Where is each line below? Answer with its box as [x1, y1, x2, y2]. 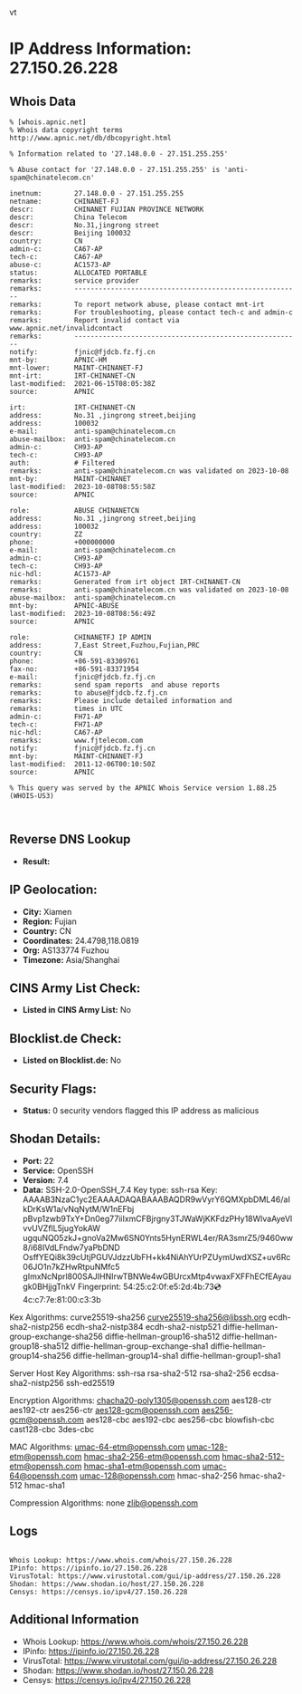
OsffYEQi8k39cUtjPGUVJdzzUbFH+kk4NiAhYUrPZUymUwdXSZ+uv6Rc [22, 1251, 291, 1262]
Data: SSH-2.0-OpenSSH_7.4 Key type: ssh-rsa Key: [22, 1184, 219, 1195]
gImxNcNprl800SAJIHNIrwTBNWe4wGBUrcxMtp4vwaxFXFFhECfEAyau [22, 1271, 292, 1282]
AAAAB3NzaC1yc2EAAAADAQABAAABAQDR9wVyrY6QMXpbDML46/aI [22, 1194, 291, 1205]
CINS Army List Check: [9, 981, 141, 996]
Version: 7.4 [22, 1174, 70, 1185]
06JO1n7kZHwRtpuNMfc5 [22, 1261, 120, 1272]
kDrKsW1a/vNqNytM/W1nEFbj [22, 1203, 135, 1214]
